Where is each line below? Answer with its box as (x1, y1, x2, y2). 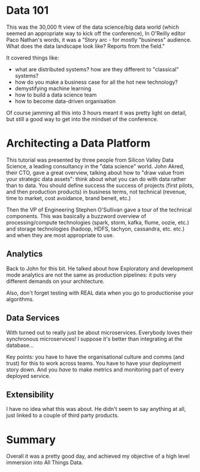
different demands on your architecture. (6, 277, 105, 285)
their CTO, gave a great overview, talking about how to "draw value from (6, 169, 184, 176)
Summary (6, 432, 56, 446)
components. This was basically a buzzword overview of (6, 212, 147, 219)
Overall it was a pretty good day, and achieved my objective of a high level (6, 453, 190, 460)
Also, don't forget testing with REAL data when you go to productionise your (6, 289, 194, 296)
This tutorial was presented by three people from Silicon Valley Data (6, 156, 174, 164)
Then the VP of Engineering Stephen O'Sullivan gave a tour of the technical (6, 206, 192, 213)
